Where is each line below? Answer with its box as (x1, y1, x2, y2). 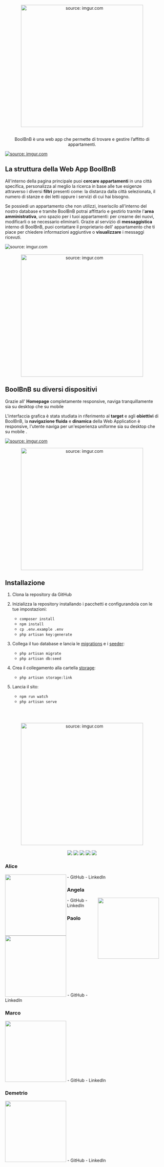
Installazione (5, 579, 45, 587)
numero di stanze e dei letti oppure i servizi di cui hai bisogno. (5, 194, 130, 199)
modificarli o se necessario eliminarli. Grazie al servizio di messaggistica (5, 219, 152, 224)
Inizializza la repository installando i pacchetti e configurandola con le (12, 601, 153, 607)
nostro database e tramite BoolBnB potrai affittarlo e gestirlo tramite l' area (5, 208, 154, 214)
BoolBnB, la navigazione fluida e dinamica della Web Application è (5, 418, 141, 424)
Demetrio (5, 1089, 28, 1096)
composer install (19, 617, 55, 622)
